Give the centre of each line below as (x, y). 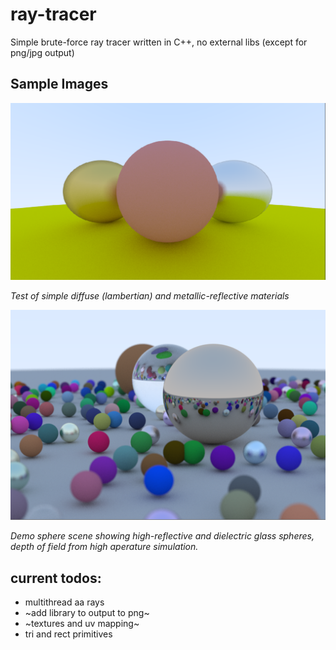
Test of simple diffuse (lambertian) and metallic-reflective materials (150, 295)
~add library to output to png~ (87, 613)
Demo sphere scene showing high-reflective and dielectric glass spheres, (162, 536)
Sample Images (59, 84)
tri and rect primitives (68, 634)
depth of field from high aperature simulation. (104, 547)
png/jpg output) (42, 52)
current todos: (56, 578)
